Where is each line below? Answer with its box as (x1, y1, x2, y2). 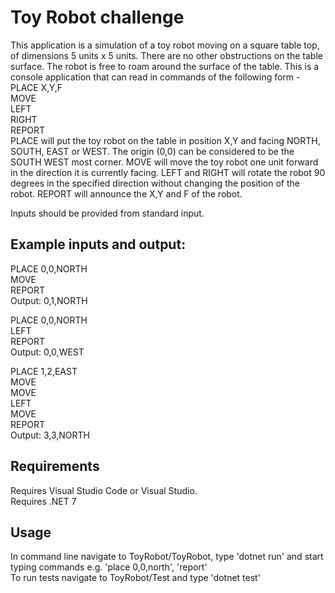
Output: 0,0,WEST (10, 346, 85, 358)
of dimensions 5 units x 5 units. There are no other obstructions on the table (10, 49, 323, 61)
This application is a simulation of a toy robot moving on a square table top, (10, 39, 320, 51)
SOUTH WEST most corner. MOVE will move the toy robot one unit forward (10, 156, 319, 168)
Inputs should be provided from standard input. (10, 207, 205, 219)
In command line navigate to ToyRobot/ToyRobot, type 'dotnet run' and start (10, 551, 324, 563)
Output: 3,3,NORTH (10, 429, 91, 441)
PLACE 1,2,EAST (10, 365, 78, 377)
